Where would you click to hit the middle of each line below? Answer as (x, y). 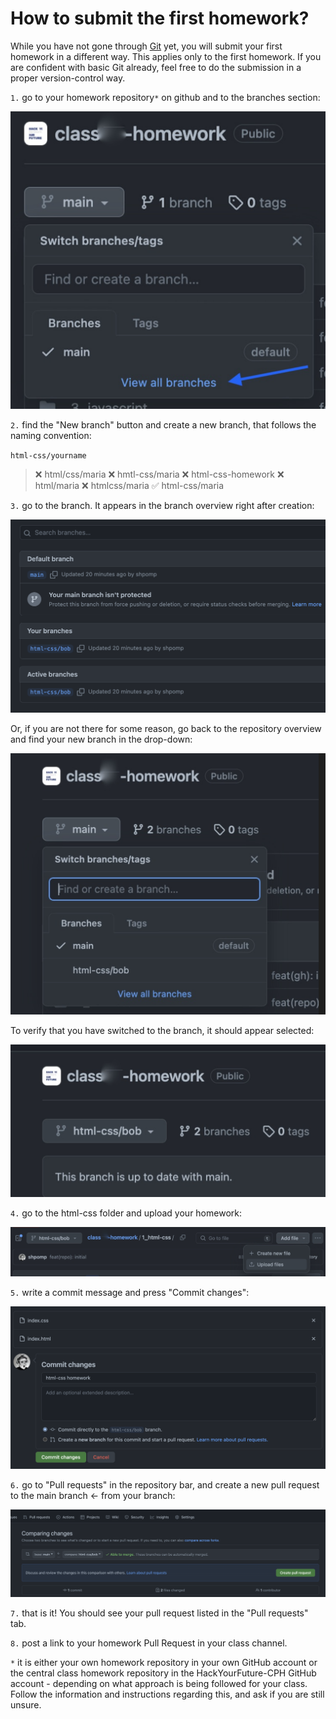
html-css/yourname (48, 456)
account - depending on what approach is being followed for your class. (159, 1683)
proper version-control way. (68, 78)
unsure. (26, 1704)
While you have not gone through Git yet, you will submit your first (146, 46)
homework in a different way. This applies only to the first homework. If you (166, 56)
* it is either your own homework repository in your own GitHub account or (164, 1662)
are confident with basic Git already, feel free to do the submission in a (156, 67)
